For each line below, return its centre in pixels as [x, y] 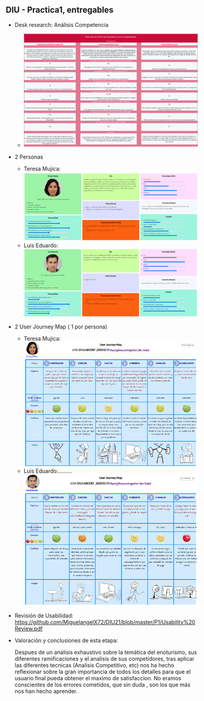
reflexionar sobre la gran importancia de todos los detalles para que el [103, 672]
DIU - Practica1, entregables [60, 10]
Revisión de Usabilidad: [44, 616]
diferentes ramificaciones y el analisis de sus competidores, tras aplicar [104, 658]
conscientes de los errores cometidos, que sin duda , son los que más [102, 685]
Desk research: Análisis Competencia [62, 24]
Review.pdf [29, 628]
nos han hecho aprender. [46, 691]
